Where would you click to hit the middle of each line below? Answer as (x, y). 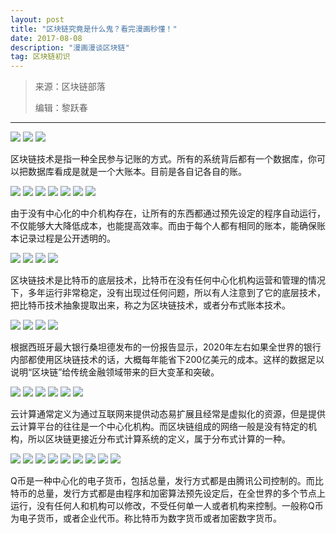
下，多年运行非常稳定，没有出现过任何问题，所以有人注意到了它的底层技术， (168, 293)
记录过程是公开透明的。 (67, 238)
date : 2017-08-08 (46, 38)
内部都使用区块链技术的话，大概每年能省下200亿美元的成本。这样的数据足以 (167, 360)
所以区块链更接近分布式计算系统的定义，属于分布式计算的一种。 (159, 439)
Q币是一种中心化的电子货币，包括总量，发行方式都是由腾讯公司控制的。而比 (167, 481)
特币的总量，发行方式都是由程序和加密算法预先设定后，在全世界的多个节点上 (168, 493)
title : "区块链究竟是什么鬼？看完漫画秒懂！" (94, 29)
